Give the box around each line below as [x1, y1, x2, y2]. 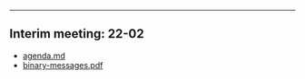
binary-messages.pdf [22, 59, 103, 70]
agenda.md [22, 50, 65, 61]
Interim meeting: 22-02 [9, 26, 144, 41]
